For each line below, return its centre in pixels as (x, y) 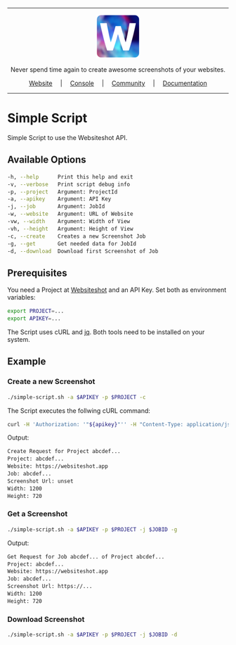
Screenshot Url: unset (40, 481)
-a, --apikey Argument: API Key (59, 199)
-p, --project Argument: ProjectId (63, 192)
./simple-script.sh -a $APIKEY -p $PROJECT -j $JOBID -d (92, 635)
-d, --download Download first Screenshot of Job (83, 251)
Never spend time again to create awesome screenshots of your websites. (118, 70)
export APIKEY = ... (34, 319)
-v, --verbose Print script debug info (69, 184)
